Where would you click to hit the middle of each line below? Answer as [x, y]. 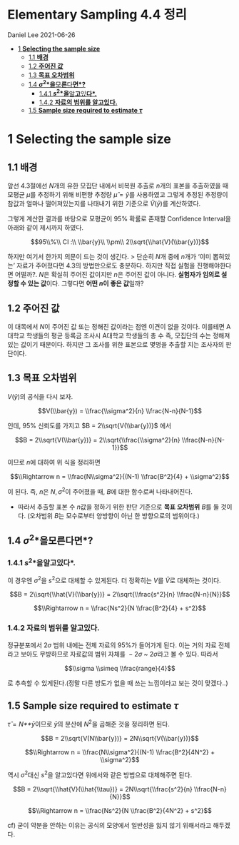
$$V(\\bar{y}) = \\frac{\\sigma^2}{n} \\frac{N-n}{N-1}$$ [120, 410]
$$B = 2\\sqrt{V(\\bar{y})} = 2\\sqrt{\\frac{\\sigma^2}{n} [98, 440]
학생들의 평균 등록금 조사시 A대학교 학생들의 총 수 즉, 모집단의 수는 [119, 335]
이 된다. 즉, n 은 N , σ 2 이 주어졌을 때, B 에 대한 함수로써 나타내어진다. [100, 491]
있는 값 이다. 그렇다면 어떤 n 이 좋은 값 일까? [86, 283]
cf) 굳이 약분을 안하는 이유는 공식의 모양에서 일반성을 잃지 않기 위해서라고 [110, 825]
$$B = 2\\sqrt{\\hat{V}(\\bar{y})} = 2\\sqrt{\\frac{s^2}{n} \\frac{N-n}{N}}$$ [120, 594]
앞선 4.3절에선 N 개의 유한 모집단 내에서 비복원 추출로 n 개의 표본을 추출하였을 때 [118, 186]
